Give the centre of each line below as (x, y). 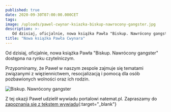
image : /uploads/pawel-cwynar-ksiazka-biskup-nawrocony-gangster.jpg (81, 24)
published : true (22, 10)
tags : (11, 19)
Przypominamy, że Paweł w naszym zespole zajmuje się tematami (75, 68)
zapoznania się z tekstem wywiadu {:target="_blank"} (61, 104)
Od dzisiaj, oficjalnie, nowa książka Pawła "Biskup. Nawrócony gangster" (82, 53)
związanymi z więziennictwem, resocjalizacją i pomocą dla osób (73, 73)
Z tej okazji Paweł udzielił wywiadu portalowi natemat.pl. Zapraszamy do (81, 99)
